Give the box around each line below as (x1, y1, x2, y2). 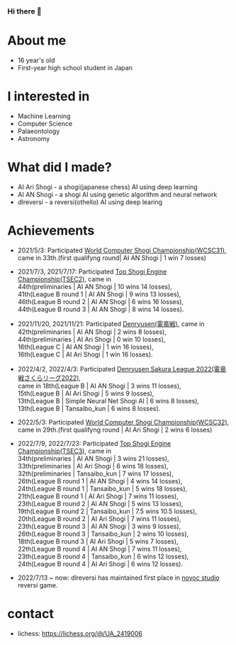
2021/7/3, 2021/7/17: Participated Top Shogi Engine (17, 267, 167, 276)
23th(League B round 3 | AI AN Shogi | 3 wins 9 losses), (17, 522, 181, 530)
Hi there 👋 (7, 6, 43, 16)
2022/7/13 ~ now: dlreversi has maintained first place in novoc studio (17, 573, 220, 582)
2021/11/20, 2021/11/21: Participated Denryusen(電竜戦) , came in (17, 319, 205, 328)
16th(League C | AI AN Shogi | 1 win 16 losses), (17, 342, 154, 351)
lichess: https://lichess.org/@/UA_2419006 (17, 629, 143, 637)
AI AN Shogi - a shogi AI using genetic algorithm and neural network (17, 190, 218, 198)
